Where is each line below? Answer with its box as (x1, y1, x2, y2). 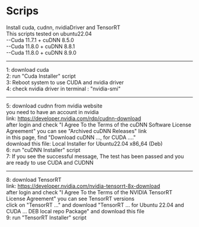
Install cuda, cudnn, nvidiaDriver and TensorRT (6, 24, 121, 31)
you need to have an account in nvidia (6, 108, 99, 115)
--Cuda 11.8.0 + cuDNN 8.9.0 (6, 49, 77, 56)
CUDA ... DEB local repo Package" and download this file (6, 207, 145, 215)
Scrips (6, 4, 39, 18)
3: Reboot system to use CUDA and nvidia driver (6, 78, 124, 86)
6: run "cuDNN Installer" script (6, 146, 81, 153)
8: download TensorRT (6, 176, 62, 183)
